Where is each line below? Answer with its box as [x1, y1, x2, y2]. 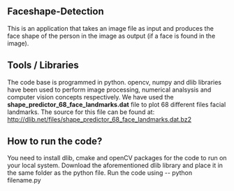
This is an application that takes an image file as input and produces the [7, 24, 214, 32]
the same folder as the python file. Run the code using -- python [7, 169, 193, 177]
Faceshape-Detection [7, 6, 104, 17]
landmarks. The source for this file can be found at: [7, 108, 155, 116]
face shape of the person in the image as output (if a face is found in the [7, 31, 216, 40]
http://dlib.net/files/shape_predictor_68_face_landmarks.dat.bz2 [7, 115, 192, 123]
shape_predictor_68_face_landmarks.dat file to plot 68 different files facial [7, 100, 226, 108]
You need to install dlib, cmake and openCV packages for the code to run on [7, 154, 227, 162]
